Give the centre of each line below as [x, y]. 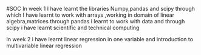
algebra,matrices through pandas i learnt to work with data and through [96, 21]
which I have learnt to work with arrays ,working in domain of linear [90, 15]
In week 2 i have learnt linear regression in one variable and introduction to [100, 39]
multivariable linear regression [44, 45]
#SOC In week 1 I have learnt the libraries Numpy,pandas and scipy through [101, 9]
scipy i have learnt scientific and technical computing [73, 27]
